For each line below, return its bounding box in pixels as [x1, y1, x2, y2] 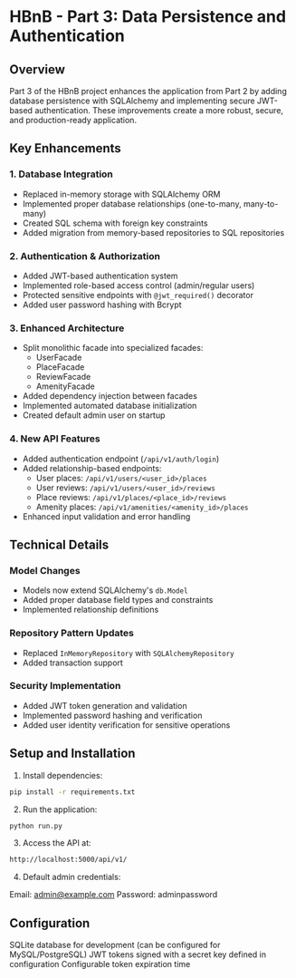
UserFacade [35, 352, 82, 363]
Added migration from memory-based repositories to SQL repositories [22, 227, 285, 237]
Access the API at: [22, 838, 92, 848]
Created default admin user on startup [22, 410, 166, 421]
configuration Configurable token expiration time [9, 959, 191, 970]
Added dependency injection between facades [22, 391, 197, 402]
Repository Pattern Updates [9, 627, 134, 640]
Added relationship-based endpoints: [22, 462, 162, 473]
